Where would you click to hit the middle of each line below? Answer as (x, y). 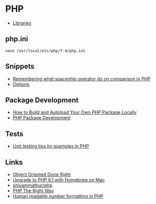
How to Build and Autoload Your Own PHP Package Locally (74, 112)
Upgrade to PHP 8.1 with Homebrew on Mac (59, 180)
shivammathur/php (32, 185)
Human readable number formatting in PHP (58, 196)
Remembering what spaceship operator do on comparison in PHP (82, 79)
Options (21, 84)
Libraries (22, 23)
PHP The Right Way (33, 191)
